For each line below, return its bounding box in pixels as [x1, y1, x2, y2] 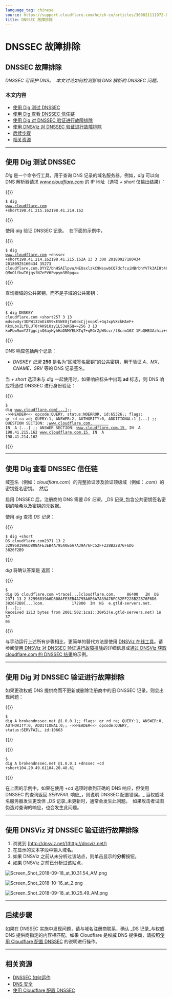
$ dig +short [5, 534, 33, 539]
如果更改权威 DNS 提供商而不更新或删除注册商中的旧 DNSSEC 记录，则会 [5, 687, 160, 693]
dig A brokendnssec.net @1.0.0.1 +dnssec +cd [5, 761, 104, 767]
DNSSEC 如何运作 [12, 974, 51, 981]
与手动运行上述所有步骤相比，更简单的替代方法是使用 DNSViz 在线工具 [5, 638, 155, 645]
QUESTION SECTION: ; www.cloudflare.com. [5, 421, 93, 426]
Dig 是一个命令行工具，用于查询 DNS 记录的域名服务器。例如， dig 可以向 [5, 172, 160, 179]
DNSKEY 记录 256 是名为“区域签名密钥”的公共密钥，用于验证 [12, 359, 142, 365]
